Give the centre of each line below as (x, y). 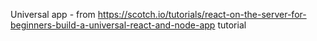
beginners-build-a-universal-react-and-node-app (113, 25)
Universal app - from (53, 14)
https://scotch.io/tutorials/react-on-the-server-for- (202, 14)
